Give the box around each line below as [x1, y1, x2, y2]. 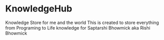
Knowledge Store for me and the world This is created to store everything [5, 19, 159, 25]
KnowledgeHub [5, 3, 73, 14]
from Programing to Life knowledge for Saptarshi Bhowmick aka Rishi [5, 24, 151, 30]
